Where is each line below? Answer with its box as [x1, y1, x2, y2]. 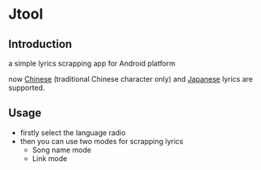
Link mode [32, 153, 68, 163]
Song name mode [32, 145, 91, 155]
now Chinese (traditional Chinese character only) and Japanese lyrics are [8, 74, 253, 83]
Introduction [8, 37, 73, 51]
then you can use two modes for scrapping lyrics [19, 136, 183, 146]
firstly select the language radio [19, 127, 126, 138]
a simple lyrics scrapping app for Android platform [8, 58, 176, 68]
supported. [8, 83, 45, 92]
